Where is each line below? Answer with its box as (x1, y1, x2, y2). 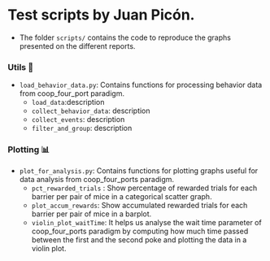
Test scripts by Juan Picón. (7, 6, 195, 24)
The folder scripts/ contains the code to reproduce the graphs (19, 33, 231, 42)
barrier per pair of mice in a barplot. (31, 209, 152, 219)
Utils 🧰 (7, 61, 34, 72)
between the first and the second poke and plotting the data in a (31, 234, 247, 245)
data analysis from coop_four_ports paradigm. (19, 174, 175, 184)
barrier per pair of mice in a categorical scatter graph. (31, 191, 212, 201)
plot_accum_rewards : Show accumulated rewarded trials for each (31, 200, 248, 210)
